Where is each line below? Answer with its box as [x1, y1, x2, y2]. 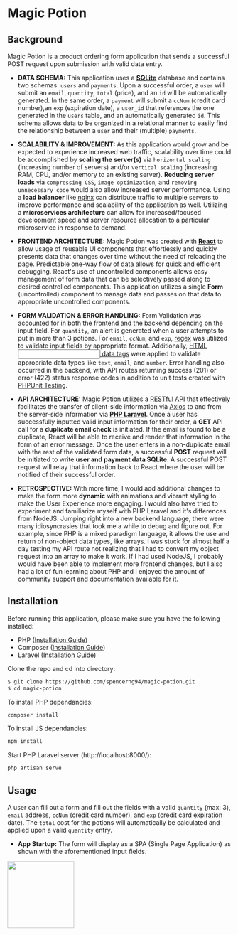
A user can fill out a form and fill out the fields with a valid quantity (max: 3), [7, 803, 231, 811]
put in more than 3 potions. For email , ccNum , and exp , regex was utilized [17, 334, 228, 342]
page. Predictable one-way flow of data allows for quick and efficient [17, 260, 220, 268]
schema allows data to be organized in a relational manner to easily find [17, 119, 228, 127]
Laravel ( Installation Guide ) [17, 651, 97, 659]
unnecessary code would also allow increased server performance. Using [17, 186, 231, 193]
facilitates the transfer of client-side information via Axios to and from [17, 402, 222, 410]
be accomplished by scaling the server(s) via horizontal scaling [17, 155, 211, 164]
